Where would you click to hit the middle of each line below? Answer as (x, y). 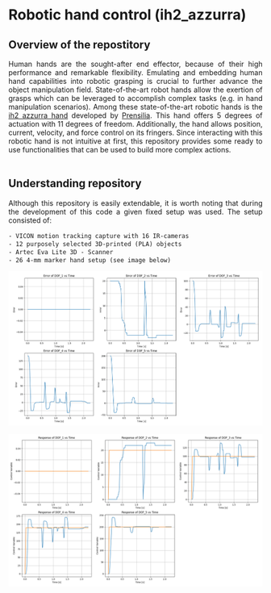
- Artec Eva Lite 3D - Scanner (61, 252)
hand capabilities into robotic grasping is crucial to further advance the (135, 81)
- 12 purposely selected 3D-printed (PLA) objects (95, 244)
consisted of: (30, 220)
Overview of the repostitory (79, 45)
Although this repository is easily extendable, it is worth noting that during (135, 203)
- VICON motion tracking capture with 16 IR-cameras (99, 236)
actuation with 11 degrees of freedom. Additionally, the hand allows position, (135, 124)
